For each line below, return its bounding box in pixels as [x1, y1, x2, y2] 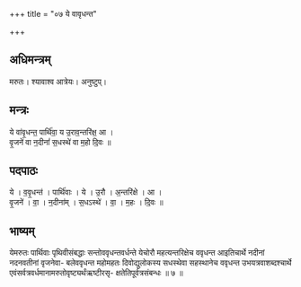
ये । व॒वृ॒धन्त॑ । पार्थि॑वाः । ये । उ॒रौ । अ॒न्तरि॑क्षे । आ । [9, 187, 163, 197]
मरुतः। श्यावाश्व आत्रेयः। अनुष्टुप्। [9, 76, 108, 87]
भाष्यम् [9, 223, 35, 239]
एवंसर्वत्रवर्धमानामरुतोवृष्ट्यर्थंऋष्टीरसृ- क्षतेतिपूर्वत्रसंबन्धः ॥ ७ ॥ [9, 267, 183, 278]
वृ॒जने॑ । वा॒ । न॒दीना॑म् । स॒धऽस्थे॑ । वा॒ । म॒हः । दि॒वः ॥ [9, 197, 164, 208]
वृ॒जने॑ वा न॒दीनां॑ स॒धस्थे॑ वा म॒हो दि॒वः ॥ [9, 136, 111, 147]
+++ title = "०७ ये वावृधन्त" [9, 9, 97, 19]
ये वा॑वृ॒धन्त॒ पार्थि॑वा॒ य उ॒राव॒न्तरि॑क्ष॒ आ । [9, 126, 114, 137]
